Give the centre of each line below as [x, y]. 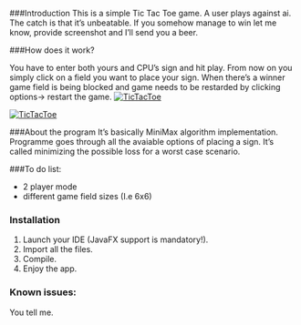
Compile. [40, 259]
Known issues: [43, 292]
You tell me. [31, 312]
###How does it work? [52, 50]
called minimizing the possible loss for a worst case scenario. [125, 151]
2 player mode [50, 187]
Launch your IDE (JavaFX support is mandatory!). [115, 239]
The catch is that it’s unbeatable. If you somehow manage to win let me [143, 23]
